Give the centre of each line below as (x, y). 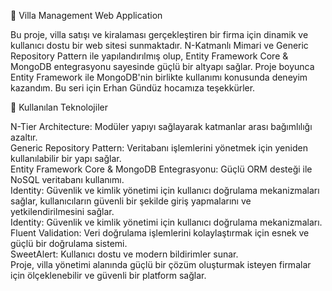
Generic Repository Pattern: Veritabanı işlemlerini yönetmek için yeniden (159, 148)
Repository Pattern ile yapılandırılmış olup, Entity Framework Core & (149, 56)
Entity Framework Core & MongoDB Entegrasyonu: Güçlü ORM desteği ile (161, 169)
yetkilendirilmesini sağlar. (62, 211)
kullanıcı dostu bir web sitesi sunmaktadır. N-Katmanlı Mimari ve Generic (159, 45)
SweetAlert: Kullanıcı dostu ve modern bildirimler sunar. (124, 254)
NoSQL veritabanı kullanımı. (67, 179)
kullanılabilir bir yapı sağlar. (66, 158)
